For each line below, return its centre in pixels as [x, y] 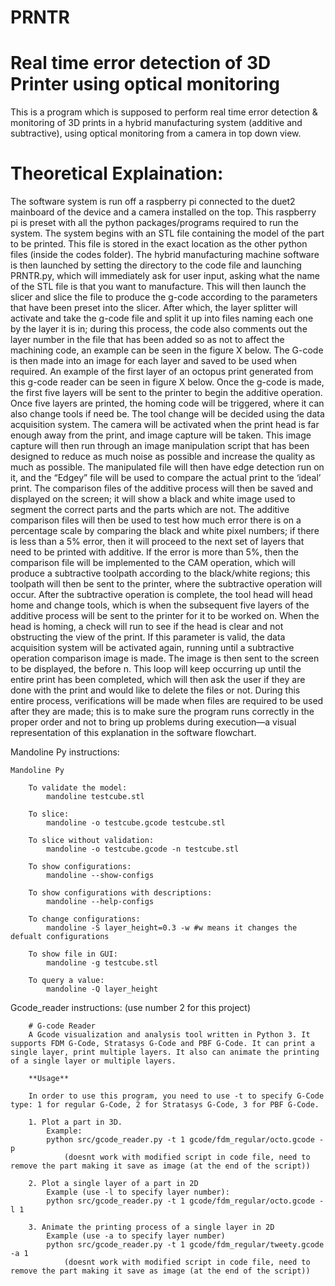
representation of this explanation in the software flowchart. [133, 733]
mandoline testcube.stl [95, 797]
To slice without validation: [91, 841]
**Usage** [49, 1079]
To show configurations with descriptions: [120, 893]
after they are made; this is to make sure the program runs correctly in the [162, 712]
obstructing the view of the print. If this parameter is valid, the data [148, 637]
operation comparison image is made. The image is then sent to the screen [165, 658]
